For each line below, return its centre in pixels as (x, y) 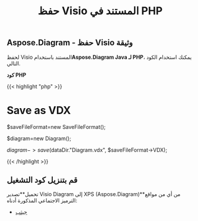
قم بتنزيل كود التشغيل (42, 180)
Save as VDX (39, 110)
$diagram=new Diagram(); (39, 138)
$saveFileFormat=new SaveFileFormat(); (56, 127)
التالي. (14, 63)
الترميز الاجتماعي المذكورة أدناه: (42, 201)
